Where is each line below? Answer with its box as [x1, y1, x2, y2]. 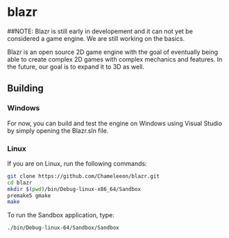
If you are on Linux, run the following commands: [7, 159, 147, 167]
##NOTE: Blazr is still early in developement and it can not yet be [7, 27, 193, 35]
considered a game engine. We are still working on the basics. [7, 34, 185, 42]
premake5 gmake [7, 192, 51, 199]
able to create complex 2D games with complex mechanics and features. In [7, 55, 223, 63]
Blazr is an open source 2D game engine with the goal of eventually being [7, 48, 219, 56]
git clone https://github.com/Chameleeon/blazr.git [7, 172, 160, 180]
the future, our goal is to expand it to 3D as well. [7, 62, 144, 71]
